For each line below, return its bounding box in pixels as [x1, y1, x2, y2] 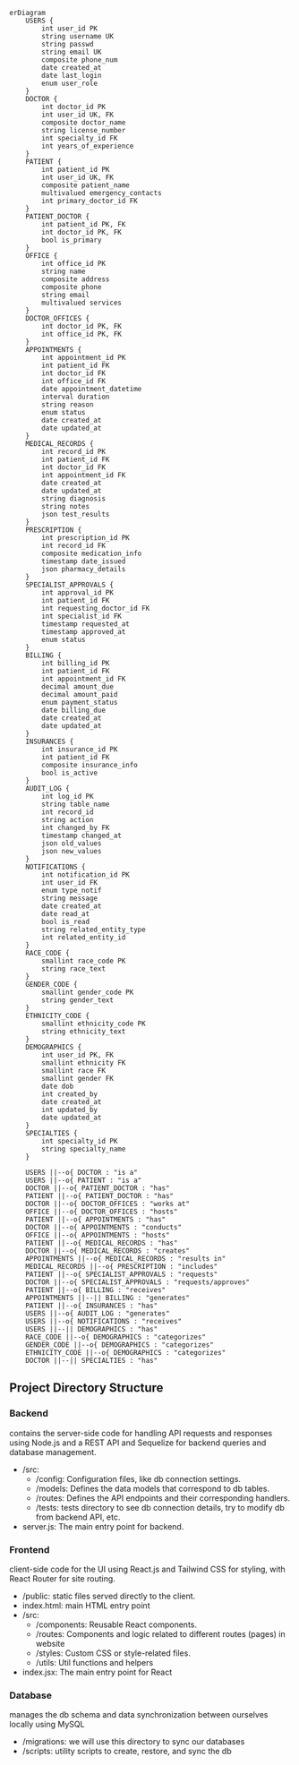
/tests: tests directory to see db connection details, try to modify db [35, 1502, 285, 1512]
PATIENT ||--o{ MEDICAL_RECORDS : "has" [25, 1238, 178, 1247]
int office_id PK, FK [41, 330, 123, 338]
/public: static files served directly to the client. [21, 1590, 196, 1601]
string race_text [41, 964, 106, 973]
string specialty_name [41, 1144, 126, 1153]
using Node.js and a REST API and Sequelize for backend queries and [9, 1437, 267, 1448]
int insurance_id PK [41, 745, 118, 754]
